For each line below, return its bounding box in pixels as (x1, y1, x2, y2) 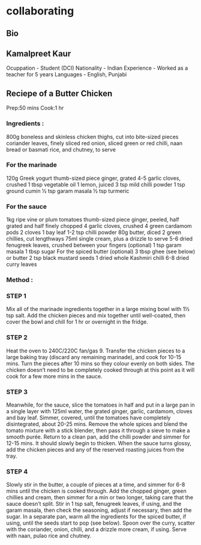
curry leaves (6, 260, 37, 268)
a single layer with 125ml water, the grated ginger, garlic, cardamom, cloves (6, 407, 193, 414)
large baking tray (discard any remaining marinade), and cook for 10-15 (6, 353, 182, 360)
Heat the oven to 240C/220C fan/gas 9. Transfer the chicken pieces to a (6, 347, 185, 354)
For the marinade (6, 161, 57, 169)
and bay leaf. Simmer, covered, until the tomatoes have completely (6, 414, 171, 421)
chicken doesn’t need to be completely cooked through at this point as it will (6, 366, 195, 374)
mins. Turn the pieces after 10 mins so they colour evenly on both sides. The (6, 360, 195, 367)
